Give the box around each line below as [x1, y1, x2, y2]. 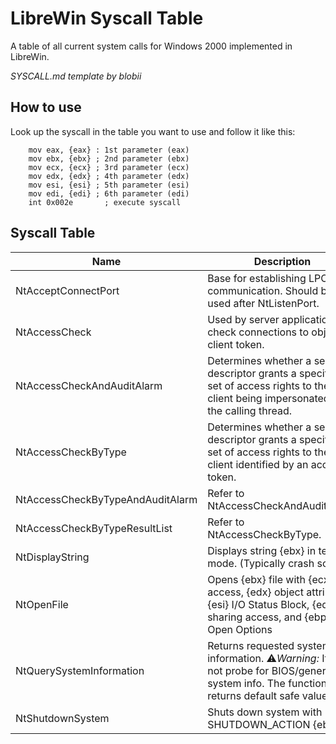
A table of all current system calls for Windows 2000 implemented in [10, 40, 293, 52]
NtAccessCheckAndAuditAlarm [15, 378, 163, 392]
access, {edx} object [207, 585, 304, 599]
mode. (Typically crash [207, 556, 315, 570]
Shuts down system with [207, 705, 323, 719]
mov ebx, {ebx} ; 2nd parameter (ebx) [28, 153, 190, 164]
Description [253, 254, 312, 268]
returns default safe [207, 688, 300, 702]
